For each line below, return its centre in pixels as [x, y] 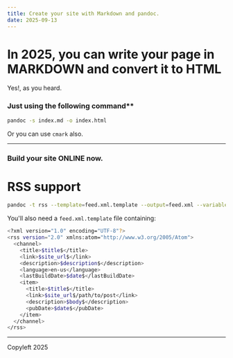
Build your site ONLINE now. [55, 158]
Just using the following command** [71, 106]
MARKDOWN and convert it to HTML [114, 69]
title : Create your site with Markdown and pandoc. [83, 14]
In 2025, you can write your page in [111, 54]
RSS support [44, 187]
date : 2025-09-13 [32, 20]
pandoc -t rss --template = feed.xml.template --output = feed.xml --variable [118, 205]
